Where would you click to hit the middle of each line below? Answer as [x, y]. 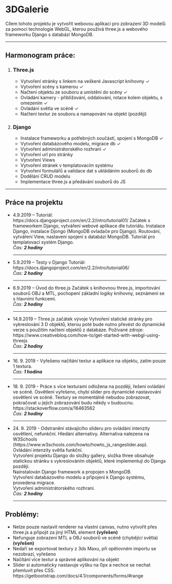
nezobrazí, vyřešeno [34, 554]
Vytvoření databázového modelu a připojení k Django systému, [79, 477]
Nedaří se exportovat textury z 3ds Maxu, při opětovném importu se [84, 548]
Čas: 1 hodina [27, 372]
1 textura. [22, 366]
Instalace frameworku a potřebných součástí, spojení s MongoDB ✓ [92, 138]
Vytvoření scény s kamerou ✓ [52, 86]
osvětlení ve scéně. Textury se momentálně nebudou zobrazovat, [82, 397]
